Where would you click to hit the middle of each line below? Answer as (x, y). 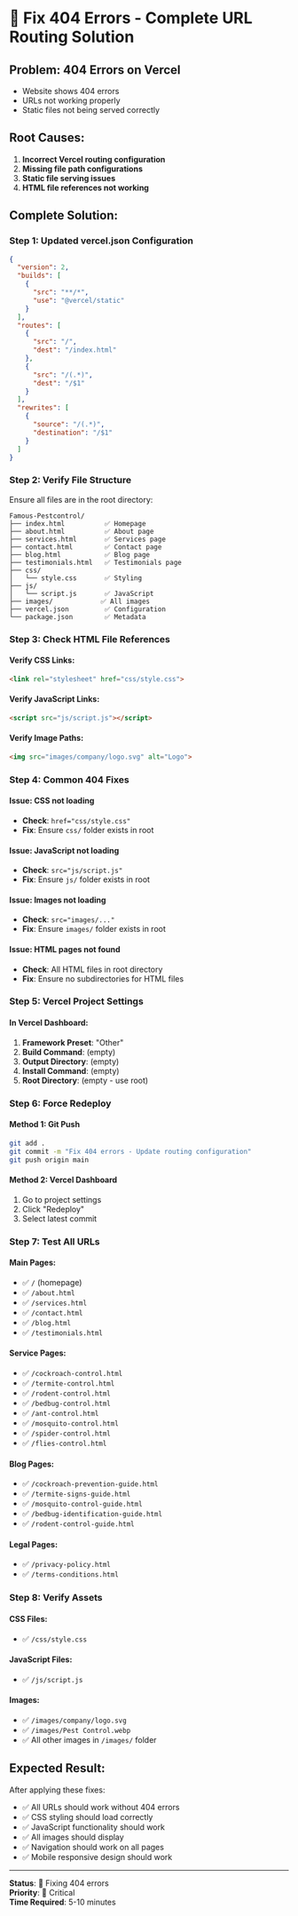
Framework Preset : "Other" (73, 1042)
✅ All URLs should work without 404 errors (101, 1807)
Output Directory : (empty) (71, 1061)
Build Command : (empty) (69, 1052)
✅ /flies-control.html (64, 1443)
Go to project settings (62, 1199)
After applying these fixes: (57, 1790)
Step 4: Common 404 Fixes (70, 779)
